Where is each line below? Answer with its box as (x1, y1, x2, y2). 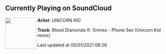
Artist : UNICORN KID (37, 17, 81, 23)
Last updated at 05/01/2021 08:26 (37, 42, 107, 48)
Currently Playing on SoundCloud (5, 4, 112, 12)
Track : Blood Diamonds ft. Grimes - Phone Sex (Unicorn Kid (37, 27, 161, 33)
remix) (37, 32, 51, 38)
